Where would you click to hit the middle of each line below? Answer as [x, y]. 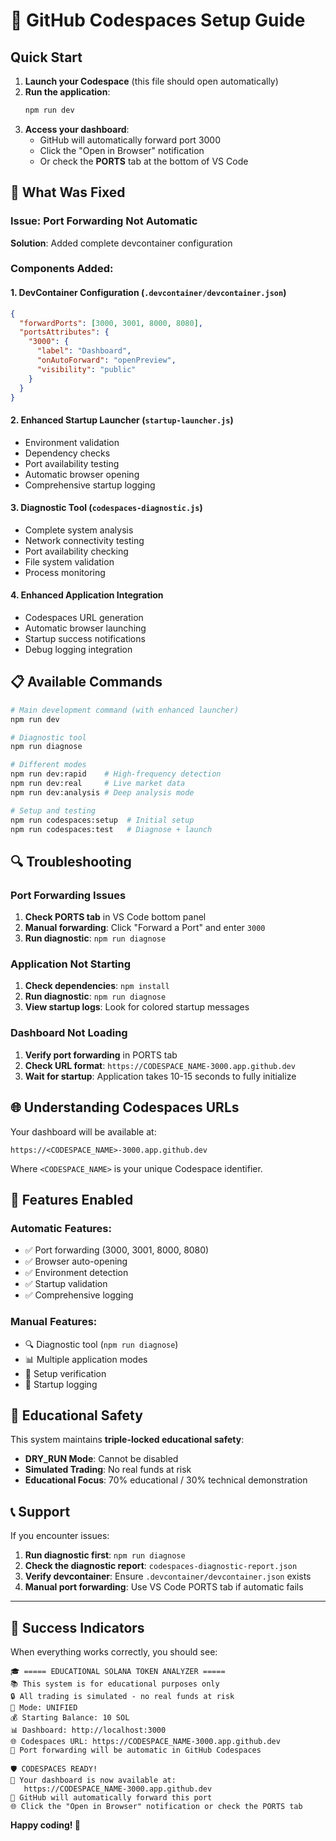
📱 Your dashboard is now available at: [93, 1780]
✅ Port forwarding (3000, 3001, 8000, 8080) [117, 1250]
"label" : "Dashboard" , [84, 351]
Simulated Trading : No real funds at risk [108, 1470]
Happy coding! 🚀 [45, 1825]
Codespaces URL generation [84, 618]
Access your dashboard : [77, 129]
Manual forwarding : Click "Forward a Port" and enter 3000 [145, 928]
